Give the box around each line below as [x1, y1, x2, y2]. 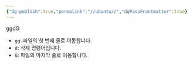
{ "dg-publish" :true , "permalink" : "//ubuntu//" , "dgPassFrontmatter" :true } [6, 8, 188, 15]
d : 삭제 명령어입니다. [14, 44, 62, 51]
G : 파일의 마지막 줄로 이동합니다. [14, 51, 88, 59]
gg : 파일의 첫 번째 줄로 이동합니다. [14, 36, 92, 44]
